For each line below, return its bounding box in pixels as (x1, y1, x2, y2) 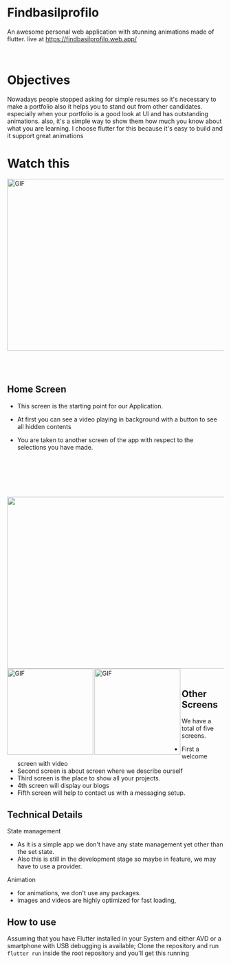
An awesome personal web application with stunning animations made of (7, 28, 214, 36)
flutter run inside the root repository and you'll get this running (7, 949, 190, 957)
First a (181, 745, 199, 754)
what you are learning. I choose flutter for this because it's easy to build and (7, 124, 223, 132)
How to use (7, 916, 56, 928)
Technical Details (7, 809, 83, 820)
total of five (181, 724, 214, 733)
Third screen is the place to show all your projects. (16, 774, 161, 782)
